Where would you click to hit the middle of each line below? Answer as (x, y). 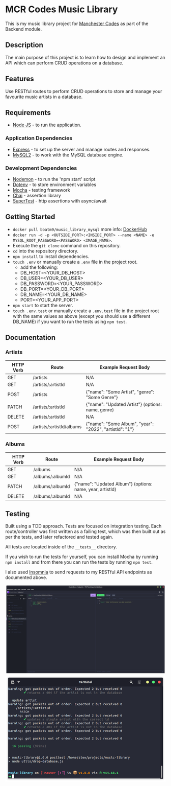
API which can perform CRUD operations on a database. (64, 63)
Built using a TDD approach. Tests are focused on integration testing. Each (83, 526)
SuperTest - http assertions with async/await (60, 201)
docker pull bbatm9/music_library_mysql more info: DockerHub (80, 229)
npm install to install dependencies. (51, 256)
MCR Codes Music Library (62, 9)
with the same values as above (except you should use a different (81, 316)
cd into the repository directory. (46, 251)
